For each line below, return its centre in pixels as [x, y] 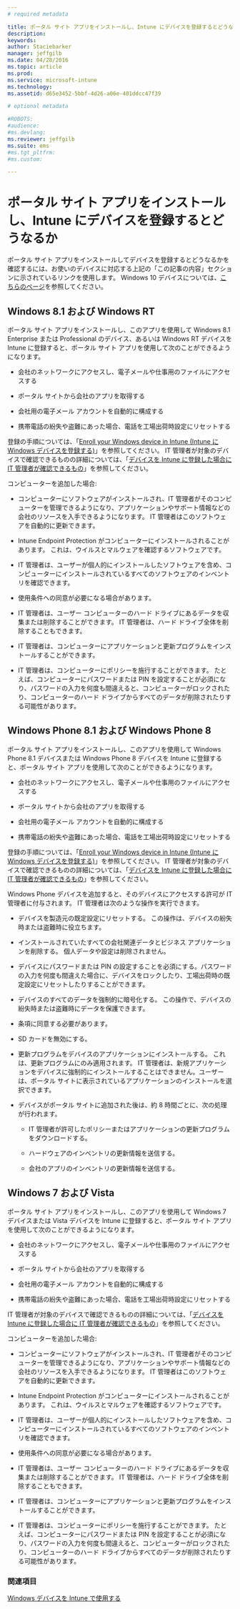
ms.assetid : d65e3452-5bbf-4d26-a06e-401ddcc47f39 [84, 94]
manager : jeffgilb [35, 54]
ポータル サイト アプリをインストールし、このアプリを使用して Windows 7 [117, 1212]
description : [27, 34]
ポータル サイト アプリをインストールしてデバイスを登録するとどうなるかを [119, 260]
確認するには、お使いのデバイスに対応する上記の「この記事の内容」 [107, 269]
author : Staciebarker [40, 47]
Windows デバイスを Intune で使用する [64, 1598]
